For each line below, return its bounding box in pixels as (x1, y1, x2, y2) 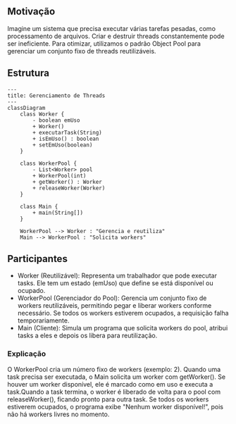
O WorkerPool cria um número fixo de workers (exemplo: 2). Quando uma (7, 365, 221, 373)
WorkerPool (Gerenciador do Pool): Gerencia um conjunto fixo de (17, 294, 207, 302)
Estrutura (7, 67, 50, 80)
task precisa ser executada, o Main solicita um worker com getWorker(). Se (7, 373, 226, 381)
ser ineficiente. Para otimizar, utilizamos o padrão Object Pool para (7, 39, 201, 48)
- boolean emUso (32, 116, 80, 124)
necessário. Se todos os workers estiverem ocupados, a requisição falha (17, 309, 229, 318)
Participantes (7, 253, 68, 265)
